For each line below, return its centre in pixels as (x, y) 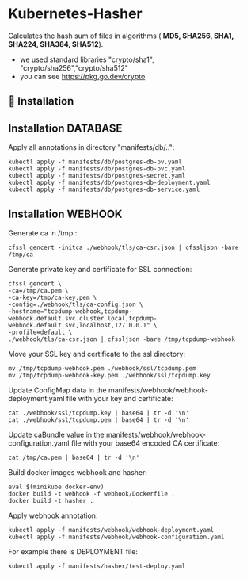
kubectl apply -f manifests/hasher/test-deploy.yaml (97, 566)
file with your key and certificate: (120, 398)
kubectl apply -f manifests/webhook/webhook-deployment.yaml (111, 530)
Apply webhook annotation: (53, 515)
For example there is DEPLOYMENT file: (73, 551)
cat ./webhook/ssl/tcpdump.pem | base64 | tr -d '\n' (99, 420)
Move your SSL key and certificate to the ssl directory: (97, 354)
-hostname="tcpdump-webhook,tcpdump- (70, 311)
